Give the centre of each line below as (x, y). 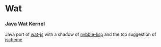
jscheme (14, 40)
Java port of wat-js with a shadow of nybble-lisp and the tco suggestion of (80, 34)
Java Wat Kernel (25, 24)
